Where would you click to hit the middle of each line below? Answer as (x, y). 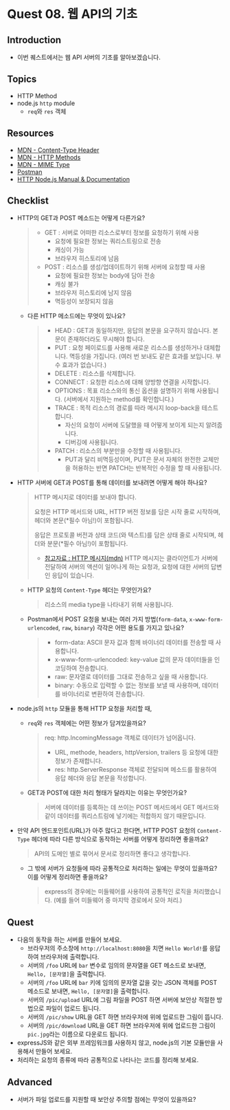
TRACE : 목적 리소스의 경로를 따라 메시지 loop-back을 (127, 408)
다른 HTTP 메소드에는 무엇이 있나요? (76, 316)
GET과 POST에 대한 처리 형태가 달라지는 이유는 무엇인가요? (107, 793)
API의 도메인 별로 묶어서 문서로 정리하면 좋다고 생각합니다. (112, 854)
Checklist (28, 201)
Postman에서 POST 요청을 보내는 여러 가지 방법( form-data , (107, 619)
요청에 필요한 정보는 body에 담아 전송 (105, 276)
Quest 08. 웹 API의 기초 (72, 14)
